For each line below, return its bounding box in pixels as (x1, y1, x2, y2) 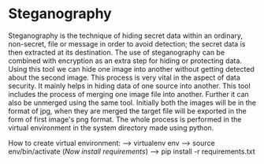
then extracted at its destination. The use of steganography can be (8, 47, 225, 57)
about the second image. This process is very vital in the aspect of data (8, 73, 240, 82)
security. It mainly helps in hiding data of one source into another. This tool (8, 80, 251, 91)
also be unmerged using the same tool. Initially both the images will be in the (8, 98, 257, 107)
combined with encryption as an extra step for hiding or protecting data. (8, 56, 243, 65)
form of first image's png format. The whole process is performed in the (8, 114, 242, 124)
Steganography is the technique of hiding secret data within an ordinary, (8, 31, 243, 40)
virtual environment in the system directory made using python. (8, 123, 214, 132)
